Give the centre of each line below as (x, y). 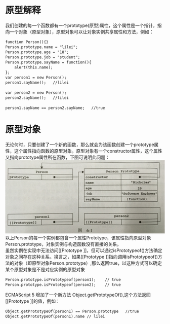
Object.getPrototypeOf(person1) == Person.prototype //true (72, 312)
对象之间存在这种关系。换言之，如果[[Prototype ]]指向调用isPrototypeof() (82, 257)
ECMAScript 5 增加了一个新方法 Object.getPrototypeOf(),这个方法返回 (78, 295)
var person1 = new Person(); (36, 77)
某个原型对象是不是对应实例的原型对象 (45, 270)
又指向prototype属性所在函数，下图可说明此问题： (58, 157)
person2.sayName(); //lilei (37, 98)
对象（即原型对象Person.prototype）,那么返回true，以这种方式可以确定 (88, 263)
